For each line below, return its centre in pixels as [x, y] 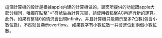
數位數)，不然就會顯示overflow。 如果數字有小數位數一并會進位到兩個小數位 [81, 25]
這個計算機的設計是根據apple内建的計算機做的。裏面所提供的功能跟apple [78, 7]
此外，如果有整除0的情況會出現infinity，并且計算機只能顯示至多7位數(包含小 [81, 19]
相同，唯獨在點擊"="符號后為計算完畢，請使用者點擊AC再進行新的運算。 [86, 13]
